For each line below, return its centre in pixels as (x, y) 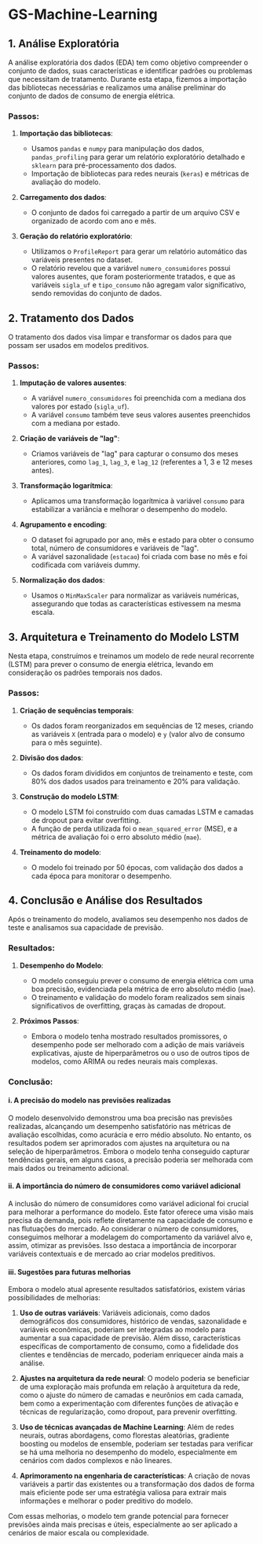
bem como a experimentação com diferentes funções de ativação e (129, 1404)
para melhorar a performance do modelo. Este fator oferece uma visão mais (131, 1212)
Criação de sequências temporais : (77, 710)
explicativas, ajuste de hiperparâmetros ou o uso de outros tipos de (140, 1053)
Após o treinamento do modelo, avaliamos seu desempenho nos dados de (128, 920)
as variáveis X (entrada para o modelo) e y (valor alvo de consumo (138, 734)
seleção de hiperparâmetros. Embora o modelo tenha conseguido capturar (129, 1151)
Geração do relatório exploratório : (76, 236)
